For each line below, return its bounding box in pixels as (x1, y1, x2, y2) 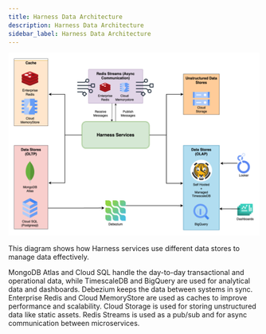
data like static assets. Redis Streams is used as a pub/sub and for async (8, 309, 248, 319)
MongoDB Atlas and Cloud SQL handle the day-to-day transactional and (8, 267, 244, 277)
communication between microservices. (8, 318, 140, 328)
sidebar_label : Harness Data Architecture (8, 29, 151, 37)
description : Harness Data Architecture (8, 21, 145, 29)
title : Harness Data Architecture (8, 13, 123, 21)
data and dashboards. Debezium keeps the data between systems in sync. (8, 284, 253, 294)
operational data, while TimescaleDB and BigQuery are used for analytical (8, 276, 251, 285)
